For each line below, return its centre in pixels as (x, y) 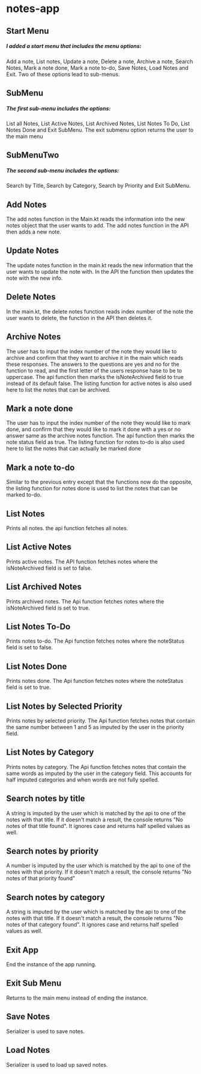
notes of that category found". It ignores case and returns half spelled (92, 925)
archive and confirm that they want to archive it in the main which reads (95, 357)
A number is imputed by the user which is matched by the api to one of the (98, 866)
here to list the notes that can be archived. (58, 389)
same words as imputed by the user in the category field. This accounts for (99, 773)
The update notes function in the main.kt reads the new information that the (100, 265)
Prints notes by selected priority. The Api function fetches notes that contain (100, 721)
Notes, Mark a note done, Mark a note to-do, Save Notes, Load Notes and (97, 67)
